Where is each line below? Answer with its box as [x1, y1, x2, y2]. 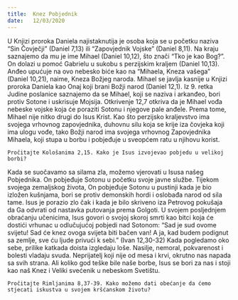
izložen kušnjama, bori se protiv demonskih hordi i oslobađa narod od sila [7, 190, 222, 199]
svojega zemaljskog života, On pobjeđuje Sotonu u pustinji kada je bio [7, 182, 212, 191]
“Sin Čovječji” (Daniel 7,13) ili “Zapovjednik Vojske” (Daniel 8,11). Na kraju [7, 44, 219, 53]
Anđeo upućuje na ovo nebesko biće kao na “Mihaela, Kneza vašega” [7, 67, 211, 76]
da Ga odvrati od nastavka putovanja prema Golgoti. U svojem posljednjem [7, 205, 226, 214]
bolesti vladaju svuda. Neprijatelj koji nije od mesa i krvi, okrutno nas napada [7, 251, 231, 259]
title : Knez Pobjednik [7, 10, 78, 18]
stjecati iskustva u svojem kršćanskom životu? [7, 286, 151, 293]
